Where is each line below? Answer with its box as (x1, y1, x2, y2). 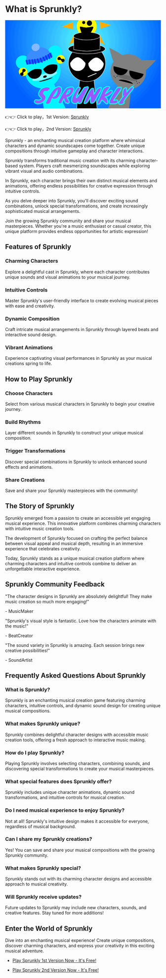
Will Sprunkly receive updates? (5, 893, 82, 900)
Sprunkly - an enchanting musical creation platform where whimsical (5, 137, 145, 143)
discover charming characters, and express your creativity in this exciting (5, 943, 155, 949)
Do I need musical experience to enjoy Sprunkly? (5, 807, 125, 814)
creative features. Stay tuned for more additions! (5, 910, 104, 916)
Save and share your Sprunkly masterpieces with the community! (5, 488, 138, 493)
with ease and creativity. (5, 303, 55, 309)
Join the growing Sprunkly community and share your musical (5, 218, 131, 224)
